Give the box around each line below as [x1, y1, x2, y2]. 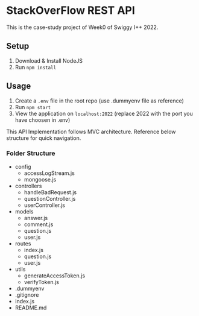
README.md [14, 304, 47, 311]
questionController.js [24, 195, 76, 202]
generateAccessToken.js [24, 272, 86, 279]
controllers [14, 182, 42, 189]
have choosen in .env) [14, 116, 71, 124]
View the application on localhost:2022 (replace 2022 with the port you [14, 110, 193, 117]
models [14, 207, 34, 215]
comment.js [24, 221, 54, 228]
